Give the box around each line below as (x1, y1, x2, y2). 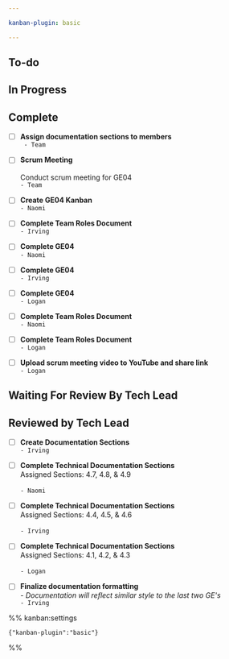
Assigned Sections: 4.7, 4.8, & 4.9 (19, 470, 131, 479)
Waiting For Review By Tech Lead (8, 388, 178, 403)
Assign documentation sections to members (19, 132, 172, 142)
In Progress (8, 83, 67, 97)
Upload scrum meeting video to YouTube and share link (19, 358, 209, 367)
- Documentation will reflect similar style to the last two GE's (19, 591, 221, 600)
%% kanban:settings (8, 613, 78, 623)
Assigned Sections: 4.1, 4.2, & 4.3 (19, 550, 131, 560)
